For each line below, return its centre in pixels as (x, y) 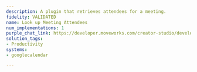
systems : (17, 50)
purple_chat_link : (28, 33)
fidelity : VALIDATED (31, 17)
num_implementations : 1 (35, 28)
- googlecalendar (27, 55)
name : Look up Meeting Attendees (47, 22)
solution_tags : (25, 39)
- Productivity (25, 44)
